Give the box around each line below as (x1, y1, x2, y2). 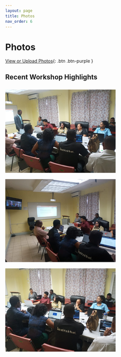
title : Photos (5, 13, 35, 19)
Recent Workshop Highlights (5, 72, 98, 81)
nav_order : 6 (5, 19, 33, 24)
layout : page (5, 8, 33, 13)
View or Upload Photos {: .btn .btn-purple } (5, 58, 93, 64)
